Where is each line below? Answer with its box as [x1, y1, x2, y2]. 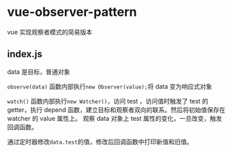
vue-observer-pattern [7, 4, 137, 20]
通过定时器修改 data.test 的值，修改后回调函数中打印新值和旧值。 [7, 137, 193, 146]
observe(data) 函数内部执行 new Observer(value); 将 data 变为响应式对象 [7, 82, 213, 91]
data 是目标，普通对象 [7, 67, 71, 76]
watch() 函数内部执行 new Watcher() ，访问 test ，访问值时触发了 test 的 [7, 97, 209, 105]
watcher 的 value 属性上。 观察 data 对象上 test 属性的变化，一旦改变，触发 [7, 114, 222, 122]
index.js [7, 48, 43, 60]
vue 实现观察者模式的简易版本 [7, 28, 93, 36]
